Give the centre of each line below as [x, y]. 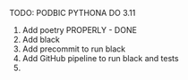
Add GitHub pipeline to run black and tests [100, 58]
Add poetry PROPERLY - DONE [79, 30]
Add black [41, 40]
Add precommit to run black [74, 49]
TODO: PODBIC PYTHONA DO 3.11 [73, 13]
